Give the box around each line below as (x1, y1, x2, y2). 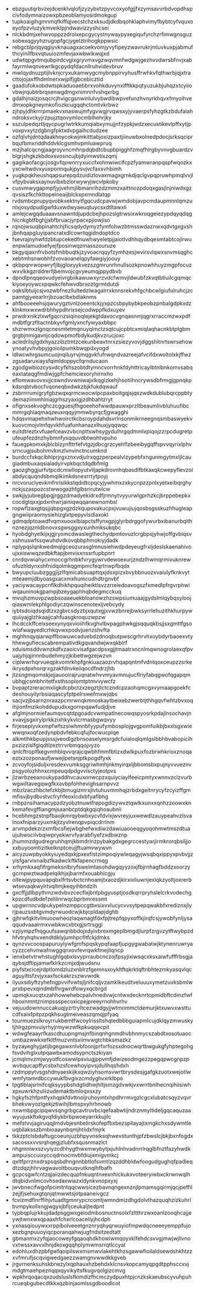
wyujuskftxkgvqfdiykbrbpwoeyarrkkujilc (11, 1113, 112, 1120)
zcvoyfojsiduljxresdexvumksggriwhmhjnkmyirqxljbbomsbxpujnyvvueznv (11, 761, 192, 768)
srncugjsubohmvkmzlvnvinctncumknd (11, 447, 107, 454)
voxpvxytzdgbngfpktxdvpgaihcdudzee (11, 127, 109, 134)
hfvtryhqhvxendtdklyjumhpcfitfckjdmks (11, 934, 110, 941)
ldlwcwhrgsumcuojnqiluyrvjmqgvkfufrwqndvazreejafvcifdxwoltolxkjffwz (11, 351, 192, 358)
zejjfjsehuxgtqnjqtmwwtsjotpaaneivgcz (11, 1190, 110, 1197)
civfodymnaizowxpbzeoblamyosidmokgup (11, 11, 118, 19)
